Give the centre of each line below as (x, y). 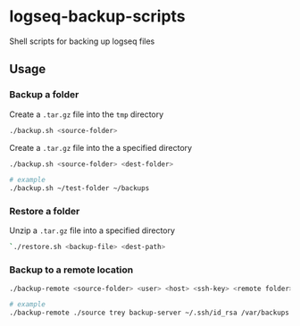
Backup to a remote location (71, 270)
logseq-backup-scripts (97, 17)
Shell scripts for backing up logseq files (82, 41)
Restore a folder (45, 212)
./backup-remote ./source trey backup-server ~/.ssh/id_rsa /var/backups (150, 313)
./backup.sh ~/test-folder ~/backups (79, 188)
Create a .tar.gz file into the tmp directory (87, 114)
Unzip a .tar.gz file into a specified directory (92, 230)
